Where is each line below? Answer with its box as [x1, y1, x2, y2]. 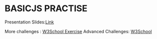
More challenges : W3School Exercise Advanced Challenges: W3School [4, 28, 152, 34]
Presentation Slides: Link [4, 19, 54, 25]
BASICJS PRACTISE [4, 3, 88, 14]
